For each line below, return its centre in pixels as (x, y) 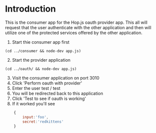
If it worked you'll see (33, 103)
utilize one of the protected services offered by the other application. (74, 33)
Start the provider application (41, 60)
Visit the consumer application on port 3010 (56, 78)
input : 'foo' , (36, 117)
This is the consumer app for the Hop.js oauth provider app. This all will (76, 22)
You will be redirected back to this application (57, 93)
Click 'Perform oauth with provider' (47, 83)
